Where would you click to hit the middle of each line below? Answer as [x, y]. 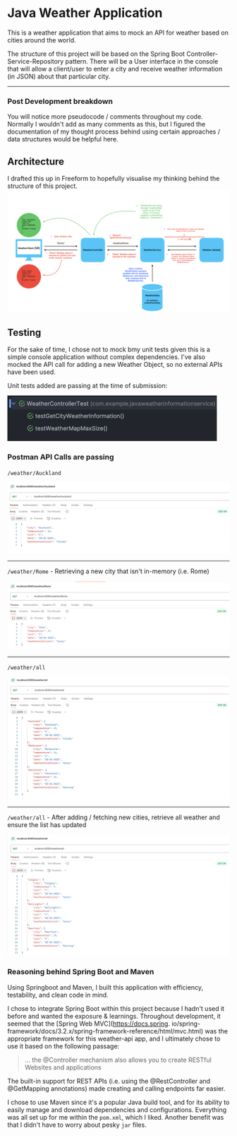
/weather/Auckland [34, 473]
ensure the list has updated [47, 825]
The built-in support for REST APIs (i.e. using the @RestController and [109, 1081]
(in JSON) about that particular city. [59, 76]
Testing [24, 333]
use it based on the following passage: [63, 1046]
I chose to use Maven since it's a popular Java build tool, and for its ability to [119, 1102]
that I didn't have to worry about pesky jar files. [77, 1125]
